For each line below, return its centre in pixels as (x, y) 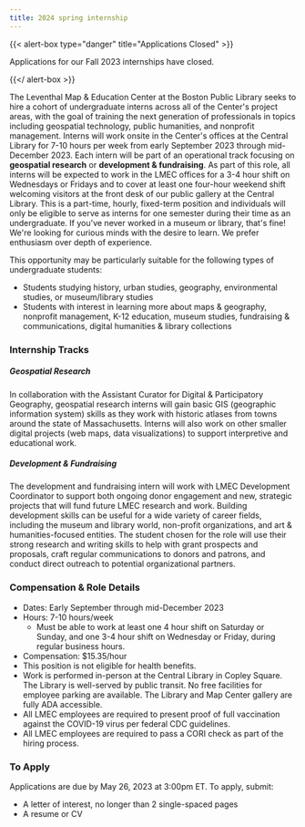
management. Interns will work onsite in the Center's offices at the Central (149, 135)
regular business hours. (81, 646)
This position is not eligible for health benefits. (109, 666)
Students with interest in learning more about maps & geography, (144, 306)
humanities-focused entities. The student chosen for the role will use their (148, 535)
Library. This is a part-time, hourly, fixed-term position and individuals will (147, 203)
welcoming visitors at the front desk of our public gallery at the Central (142, 193)
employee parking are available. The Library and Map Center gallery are (158, 695)
